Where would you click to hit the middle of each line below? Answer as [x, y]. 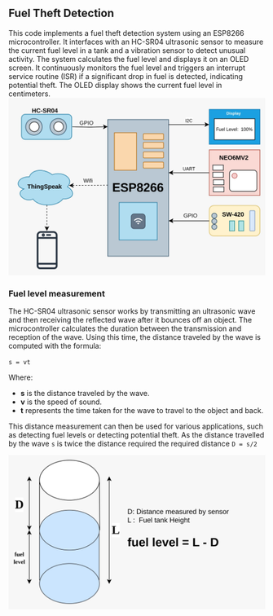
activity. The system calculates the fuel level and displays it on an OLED [129, 59]
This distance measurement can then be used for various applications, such [136, 426]
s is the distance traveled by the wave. [85, 394]
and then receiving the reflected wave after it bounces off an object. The [130, 320]
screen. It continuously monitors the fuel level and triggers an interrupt [127, 68]
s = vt [20, 363]
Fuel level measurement [57, 293]
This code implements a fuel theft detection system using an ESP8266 [126, 33]
